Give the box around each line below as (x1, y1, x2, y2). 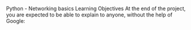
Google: (6, 18, 25, 24)
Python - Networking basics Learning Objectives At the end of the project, (6, 5, 186, 12)
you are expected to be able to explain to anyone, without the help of (6, 11, 173, 18)
